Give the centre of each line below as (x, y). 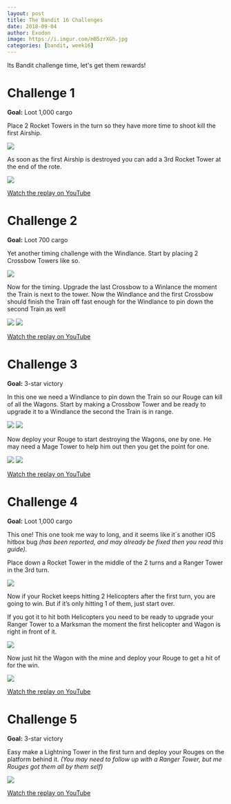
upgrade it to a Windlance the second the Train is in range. (90, 411)
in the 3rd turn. (28, 569)
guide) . (17, 549)
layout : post (26, 13)
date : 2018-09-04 (32, 26)
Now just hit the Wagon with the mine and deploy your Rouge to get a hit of (114, 658)
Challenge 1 (41, 93)
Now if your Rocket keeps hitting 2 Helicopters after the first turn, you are (111, 596)
